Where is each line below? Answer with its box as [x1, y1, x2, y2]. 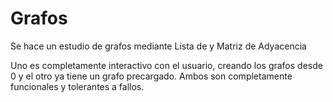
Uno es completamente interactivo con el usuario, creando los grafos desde [10, 59, 323, 71]
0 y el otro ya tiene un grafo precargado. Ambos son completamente [10, 70, 293, 82]
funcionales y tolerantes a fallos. [10, 80, 145, 92]
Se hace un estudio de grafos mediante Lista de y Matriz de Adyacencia [10, 40, 307, 52]
